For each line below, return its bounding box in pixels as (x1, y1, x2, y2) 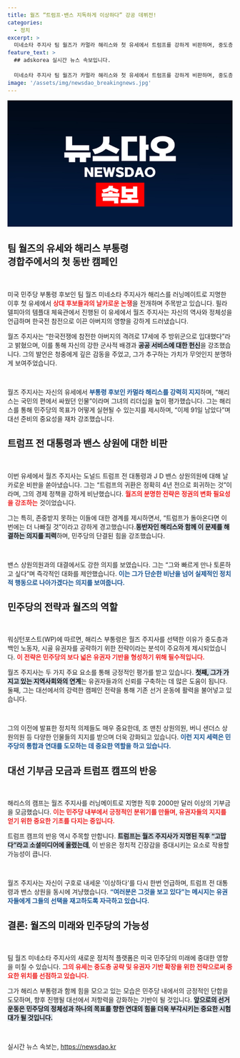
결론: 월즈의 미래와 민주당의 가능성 (7, 920, 149, 932)
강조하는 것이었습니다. (14, 498, 76, 507)
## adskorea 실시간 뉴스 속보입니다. (14, 57, 111, 64)
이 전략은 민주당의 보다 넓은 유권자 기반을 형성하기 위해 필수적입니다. (16, 653, 205, 662)
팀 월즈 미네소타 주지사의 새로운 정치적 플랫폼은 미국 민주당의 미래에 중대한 (7, 954, 216, 962)
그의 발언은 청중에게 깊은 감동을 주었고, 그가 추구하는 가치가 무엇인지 (22, 350, 213, 358)
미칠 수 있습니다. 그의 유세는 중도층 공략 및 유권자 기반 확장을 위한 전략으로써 (14, 962, 226, 971)
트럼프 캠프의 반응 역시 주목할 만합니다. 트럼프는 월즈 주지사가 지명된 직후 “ (7, 832, 215, 840)
